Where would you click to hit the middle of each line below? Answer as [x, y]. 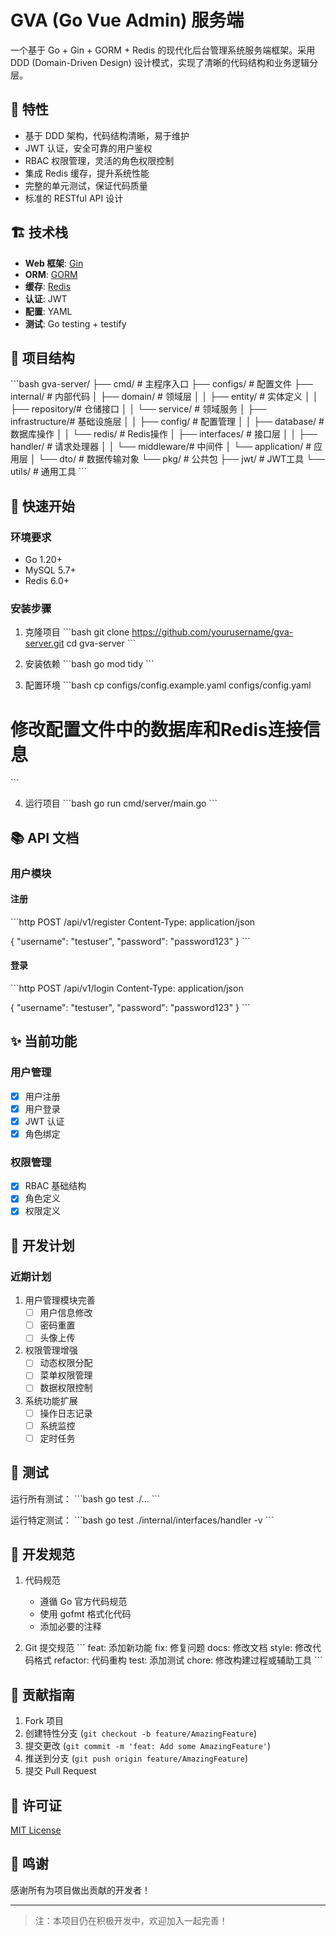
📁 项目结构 [42, 357]
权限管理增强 [51, 1350]
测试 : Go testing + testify [75, 323]
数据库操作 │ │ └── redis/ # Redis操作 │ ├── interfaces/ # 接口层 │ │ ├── [164, 434]
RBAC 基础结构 [55, 1186]
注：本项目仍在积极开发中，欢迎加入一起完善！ [131, 1920]
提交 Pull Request [60, 1771]
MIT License [36, 1830]
